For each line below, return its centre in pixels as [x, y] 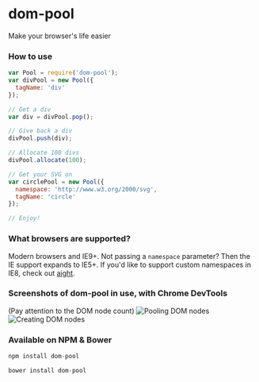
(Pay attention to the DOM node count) [71, 311]
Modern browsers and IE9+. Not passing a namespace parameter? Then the [129, 256]
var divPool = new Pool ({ [51, 80]
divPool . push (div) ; [40, 139]
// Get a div [30, 109]
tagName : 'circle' [46, 197]
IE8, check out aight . [42, 273]
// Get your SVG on [40, 174]
